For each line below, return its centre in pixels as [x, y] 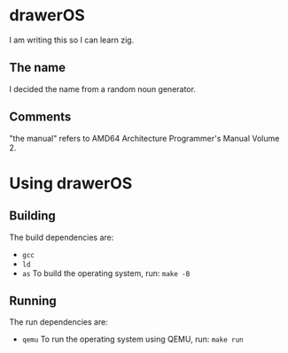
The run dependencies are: [58, 322]
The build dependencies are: [62, 237]
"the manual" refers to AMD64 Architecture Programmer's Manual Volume [144, 138]
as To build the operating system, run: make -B [106, 273]
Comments [40, 117]
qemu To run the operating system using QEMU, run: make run [132, 339]
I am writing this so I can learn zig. [72, 40]
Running [33, 300]
